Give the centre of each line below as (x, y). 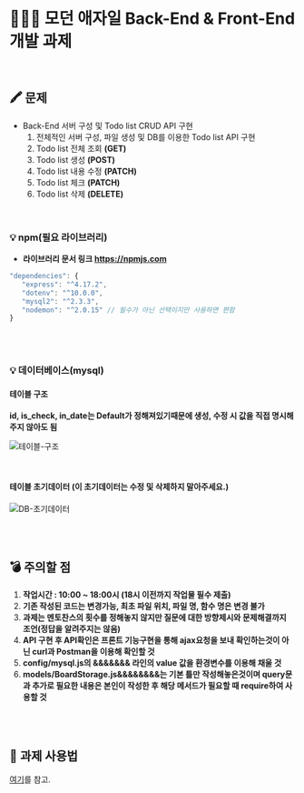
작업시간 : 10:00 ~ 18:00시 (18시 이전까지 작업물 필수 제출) (127, 595)
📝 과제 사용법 (44, 756)
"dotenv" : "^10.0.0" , (62, 293)
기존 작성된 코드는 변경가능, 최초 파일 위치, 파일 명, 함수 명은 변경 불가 (143, 607)
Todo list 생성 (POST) (76, 159)
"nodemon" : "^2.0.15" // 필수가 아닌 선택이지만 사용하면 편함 (128, 310)
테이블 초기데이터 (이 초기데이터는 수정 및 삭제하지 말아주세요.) (119, 487)
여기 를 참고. (30, 779)
